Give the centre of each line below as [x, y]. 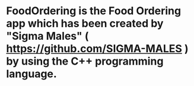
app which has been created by [85, 23]
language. [32, 74]
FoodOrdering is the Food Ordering [94, 11]
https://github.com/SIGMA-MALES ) [97, 49]
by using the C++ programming [85, 61]
